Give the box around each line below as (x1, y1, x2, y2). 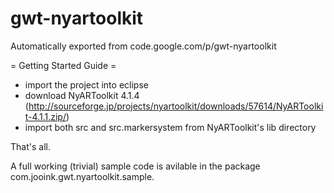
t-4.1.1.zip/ (24, 110, 67, 122)
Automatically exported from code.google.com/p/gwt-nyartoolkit (10, 40, 277, 52)
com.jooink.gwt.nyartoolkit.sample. (10, 170, 155, 182)
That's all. (10, 140, 51, 152)
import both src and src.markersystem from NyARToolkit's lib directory (24, 121, 317, 133)
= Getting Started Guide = (10, 59, 117, 71)
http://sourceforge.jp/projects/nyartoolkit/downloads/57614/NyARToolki (28, 100, 324, 112)
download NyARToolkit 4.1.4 (24, 89, 140, 101)
